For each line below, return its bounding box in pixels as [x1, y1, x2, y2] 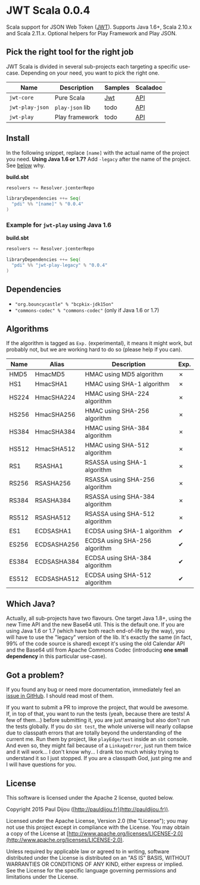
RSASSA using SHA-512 [85, 510, 155, 518]
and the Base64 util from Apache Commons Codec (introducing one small [6, 646, 189, 654]
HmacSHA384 [35, 428, 76, 436]
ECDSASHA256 [35, 540, 79, 549]
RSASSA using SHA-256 [85, 475, 155, 484]
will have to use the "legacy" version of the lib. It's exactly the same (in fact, [6, 634, 192, 641]
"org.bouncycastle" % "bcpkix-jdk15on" [14, 301, 114, 308]
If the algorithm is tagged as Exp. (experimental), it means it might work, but [6, 340, 192, 347]
